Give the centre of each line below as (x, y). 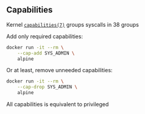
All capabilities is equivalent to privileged (58, 104)
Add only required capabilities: (45, 36)
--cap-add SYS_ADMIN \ (46, 53)
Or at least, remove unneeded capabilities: (59, 70)
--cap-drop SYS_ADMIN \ (48, 87)
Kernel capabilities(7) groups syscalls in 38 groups (72, 24)
